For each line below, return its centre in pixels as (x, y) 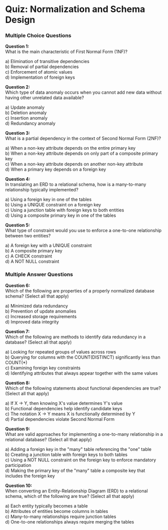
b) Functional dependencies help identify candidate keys (64, 408)
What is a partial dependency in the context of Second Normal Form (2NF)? (83, 138)
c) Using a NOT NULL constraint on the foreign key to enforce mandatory (81, 460)
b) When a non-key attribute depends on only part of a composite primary (82, 153)
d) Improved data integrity (32, 322)
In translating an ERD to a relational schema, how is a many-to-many (76, 184)
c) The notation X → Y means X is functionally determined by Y (70, 414)
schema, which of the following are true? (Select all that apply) (70, 496)
